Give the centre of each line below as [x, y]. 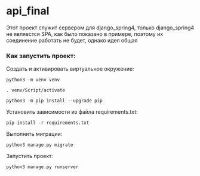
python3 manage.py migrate [40, 145]
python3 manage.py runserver [42, 167]
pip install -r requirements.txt [48, 123]
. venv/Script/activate [36, 90]
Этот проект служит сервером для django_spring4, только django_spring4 [100, 28]
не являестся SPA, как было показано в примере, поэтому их [85, 34]
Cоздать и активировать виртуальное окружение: [70, 69]
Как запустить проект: [41, 56]
